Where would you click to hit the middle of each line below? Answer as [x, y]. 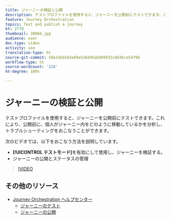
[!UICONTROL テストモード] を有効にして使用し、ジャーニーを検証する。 [89, 152]
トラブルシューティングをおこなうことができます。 [59, 130]
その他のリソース [32, 186]
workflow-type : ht [25, 62]
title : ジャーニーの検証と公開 [34, 10]
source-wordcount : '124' [32, 67]
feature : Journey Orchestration [39, 19]
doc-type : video [22, 43]
